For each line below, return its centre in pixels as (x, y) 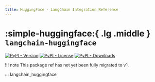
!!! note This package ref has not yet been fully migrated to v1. (67, 65)
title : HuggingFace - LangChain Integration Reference (62, 9)
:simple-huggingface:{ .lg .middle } (78, 33)
